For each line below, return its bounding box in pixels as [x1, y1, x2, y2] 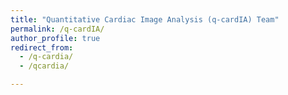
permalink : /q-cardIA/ [10, 24, 105, 34]
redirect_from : [10, 42, 74, 53]
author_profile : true [10, 33, 101, 43]
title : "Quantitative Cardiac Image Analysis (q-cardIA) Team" [10, 14, 280, 25]
